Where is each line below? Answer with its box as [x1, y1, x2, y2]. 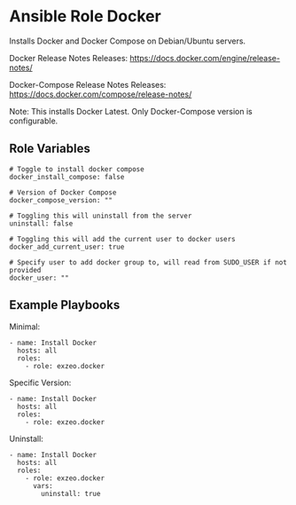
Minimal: [9, 321, 41, 332]
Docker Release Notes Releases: [9, 52, 129, 63]
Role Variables [9, 141, 90, 156]
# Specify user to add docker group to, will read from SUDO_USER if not [9, 257, 288, 267]
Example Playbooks [9, 297, 121, 312]
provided [9, 265, 42, 274]
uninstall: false [9, 219, 74, 228]
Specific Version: [9, 377, 72, 388]
